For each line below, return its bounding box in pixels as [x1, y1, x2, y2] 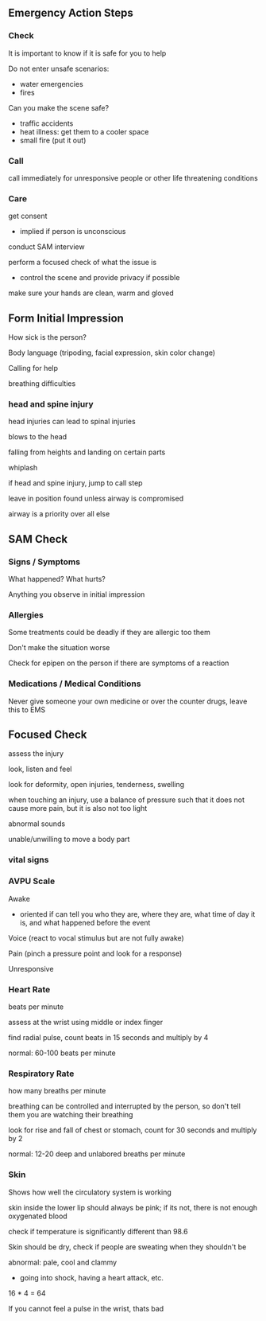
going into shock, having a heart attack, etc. [19, 1272, 164, 1282]
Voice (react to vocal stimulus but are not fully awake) [8, 933, 184, 942]
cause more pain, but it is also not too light [8, 804, 148, 813]
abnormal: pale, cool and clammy [8, 1257, 118, 1267]
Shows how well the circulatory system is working [8, 1187, 172, 1197]
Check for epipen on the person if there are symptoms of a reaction [8, 658, 229, 668]
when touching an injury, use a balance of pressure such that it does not [8, 795, 245, 805]
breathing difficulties [8, 379, 76, 388]
